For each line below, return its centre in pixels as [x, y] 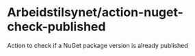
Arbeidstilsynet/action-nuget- [95, 12]
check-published [56, 27]
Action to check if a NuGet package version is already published [97, 45]
